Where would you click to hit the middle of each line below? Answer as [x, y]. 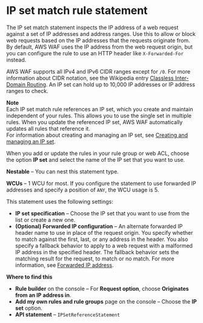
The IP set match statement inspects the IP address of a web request [92, 27]
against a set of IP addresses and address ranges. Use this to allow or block [101, 33]
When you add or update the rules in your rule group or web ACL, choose [98, 153]
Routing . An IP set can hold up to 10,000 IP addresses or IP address [111, 84]
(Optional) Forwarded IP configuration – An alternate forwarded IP [99, 226]
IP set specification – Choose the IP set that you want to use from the [102, 213]
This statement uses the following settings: [60, 201]
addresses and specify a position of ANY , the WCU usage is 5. [83, 190]
